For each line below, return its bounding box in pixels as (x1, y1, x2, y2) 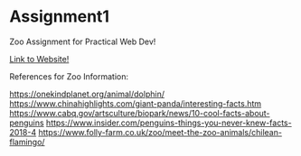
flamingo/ (9, 136, 45, 147)
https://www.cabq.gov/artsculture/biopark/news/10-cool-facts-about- (9, 107, 270, 118)
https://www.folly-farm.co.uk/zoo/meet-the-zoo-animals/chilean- (38, 126, 283, 137)
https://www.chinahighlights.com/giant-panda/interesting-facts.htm (9, 97, 262, 109)
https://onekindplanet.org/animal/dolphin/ (9, 88, 165, 99)
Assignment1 (9, 6, 110, 27)
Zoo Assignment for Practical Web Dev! (9, 36, 156, 47)
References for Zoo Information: (9, 70, 129, 82)
